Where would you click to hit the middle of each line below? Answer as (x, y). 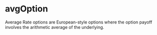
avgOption (27, 9)
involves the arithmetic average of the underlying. (55, 27)
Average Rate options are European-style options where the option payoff (79, 22)
